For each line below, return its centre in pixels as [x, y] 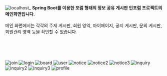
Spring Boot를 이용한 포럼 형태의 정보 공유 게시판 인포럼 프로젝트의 [97, 8]
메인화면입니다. [20, 14]
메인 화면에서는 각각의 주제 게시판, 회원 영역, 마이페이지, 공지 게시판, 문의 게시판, [84, 25]
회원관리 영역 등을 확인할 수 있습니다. [41, 32]
